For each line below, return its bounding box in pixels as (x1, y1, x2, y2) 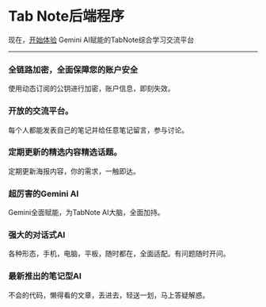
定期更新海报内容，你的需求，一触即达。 (8, 166, 140, 175)
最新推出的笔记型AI (8, 271, 82, 282)
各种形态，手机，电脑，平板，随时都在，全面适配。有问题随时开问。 (8, 249, 230, 259)
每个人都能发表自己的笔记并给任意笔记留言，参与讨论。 (8, 125, 188, 135)
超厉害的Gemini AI (8, 188, 79, 199)
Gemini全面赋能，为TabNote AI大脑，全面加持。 (8, 208, 165, 217)
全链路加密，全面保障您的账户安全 (8, 64, 139, 75)
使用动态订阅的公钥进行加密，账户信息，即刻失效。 (8, 84, 175, 94)
